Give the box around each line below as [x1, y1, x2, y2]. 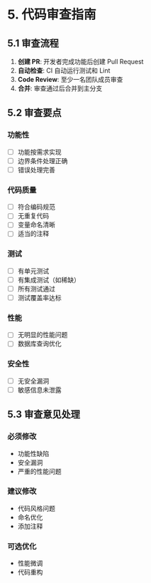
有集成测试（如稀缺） [17, 275, 80, 284]
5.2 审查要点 [7, 107, 62, 119]
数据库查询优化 [17, 339, 62, 348]
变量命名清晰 [17, 220, 55, 229]
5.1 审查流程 [7, 37, 59, 49]
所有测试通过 [17, 284, 55, 293]
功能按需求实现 [17, 148, 62, 156]
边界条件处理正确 [17, 156, 68, 165]
